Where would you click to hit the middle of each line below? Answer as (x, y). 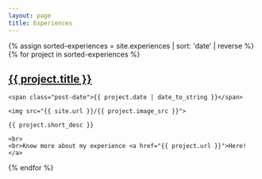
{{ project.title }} (50, 79)
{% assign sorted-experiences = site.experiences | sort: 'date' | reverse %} (131, 45)
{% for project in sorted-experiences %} (74, 54)
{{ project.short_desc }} (51, 125)
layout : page (30, 16)
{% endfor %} (31, 168)
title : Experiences (40, 23)
